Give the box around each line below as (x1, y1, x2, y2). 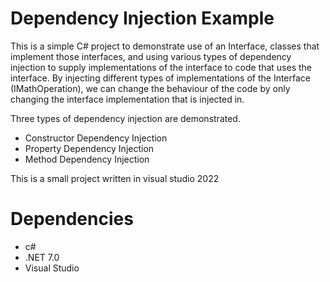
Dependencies (10, 208, 134, 231)
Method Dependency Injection (24, 153, 150, 165)
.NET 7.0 (24, 251, 60, 263)
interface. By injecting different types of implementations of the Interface (10, 72, 312, 84)
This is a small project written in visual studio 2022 (10, 172, 220, 184)
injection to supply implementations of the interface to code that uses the (10, 61, 312, 73)
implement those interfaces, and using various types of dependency (10, 50, 292, 62)
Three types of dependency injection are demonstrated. (10, 112, 241, 124)
